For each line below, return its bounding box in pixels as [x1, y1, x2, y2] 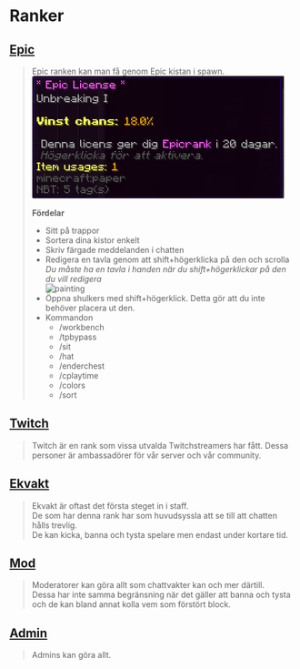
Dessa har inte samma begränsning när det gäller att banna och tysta [31, 589, 291, 601]
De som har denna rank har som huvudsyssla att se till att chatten [31, 510, 277, 521]
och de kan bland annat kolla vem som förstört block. [31, 599, 232, 610]
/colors [58, 380, 86, 390]
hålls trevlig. [31, 520, 77, 531]
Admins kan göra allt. [31, 650, 112, 661]
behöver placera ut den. [45, 302, 135, 313]
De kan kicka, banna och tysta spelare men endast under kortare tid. [31, 529, 289, 540]
